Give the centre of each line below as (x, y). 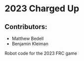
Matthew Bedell (28, 38)
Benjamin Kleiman (30, 44)
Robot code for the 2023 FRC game (41, 53)
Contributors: (26, 27)
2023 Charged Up (42, 9)
